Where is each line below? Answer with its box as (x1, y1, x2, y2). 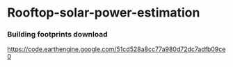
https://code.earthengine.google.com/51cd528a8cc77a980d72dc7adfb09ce (7, 45, 226, 53)
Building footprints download (7, 30, 108, 39)
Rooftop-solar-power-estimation (7, 5, 200, 21)
